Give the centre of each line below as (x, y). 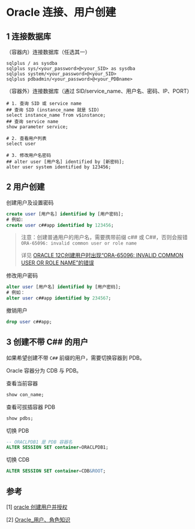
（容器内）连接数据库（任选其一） (48, 52)
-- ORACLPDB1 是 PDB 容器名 (40, 442)
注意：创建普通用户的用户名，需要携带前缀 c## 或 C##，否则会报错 (104, 237)
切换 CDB (18, 460)
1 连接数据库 (29, 36)
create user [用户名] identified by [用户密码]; (65, 214)
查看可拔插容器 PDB (31, 407)
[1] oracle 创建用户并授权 (37, 507)
